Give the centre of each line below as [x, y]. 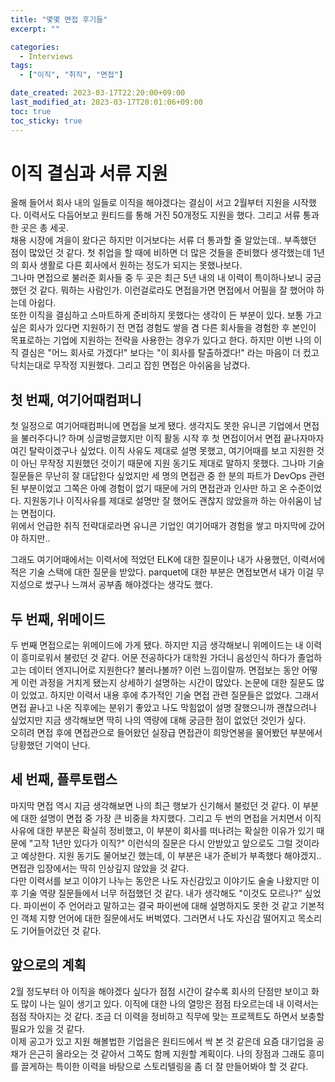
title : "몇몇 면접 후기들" [59, 19]
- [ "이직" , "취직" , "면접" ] [71, 75]
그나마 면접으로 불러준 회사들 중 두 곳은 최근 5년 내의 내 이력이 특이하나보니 [156, 278]
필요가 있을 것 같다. [47, 1028]
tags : [21, 66]
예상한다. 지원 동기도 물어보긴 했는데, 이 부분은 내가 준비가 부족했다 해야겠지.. [171, 855]
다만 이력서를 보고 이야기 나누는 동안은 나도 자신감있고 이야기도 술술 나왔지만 [160, 880]
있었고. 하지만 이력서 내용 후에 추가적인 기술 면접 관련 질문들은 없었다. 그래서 [170, 695]
